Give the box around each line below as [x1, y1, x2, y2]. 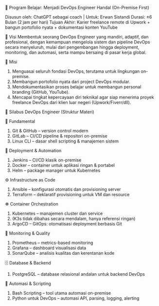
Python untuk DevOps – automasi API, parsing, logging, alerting [12, 295, 140, 301]
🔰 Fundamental [5, 119, 35, 124]
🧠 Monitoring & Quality [5, 230, 50, 236]
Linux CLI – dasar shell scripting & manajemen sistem [12, 138, 119, 144]
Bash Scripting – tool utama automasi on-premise [12, 290, 111, 296]
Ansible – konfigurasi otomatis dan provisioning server [12, 186, 121, 192]
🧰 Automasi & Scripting [5, 281, 51, 286]
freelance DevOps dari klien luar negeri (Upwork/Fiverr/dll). [12, 100, 131, 105]
